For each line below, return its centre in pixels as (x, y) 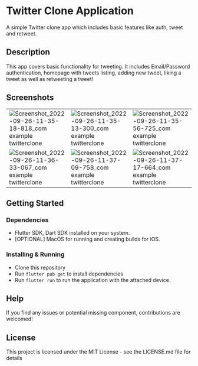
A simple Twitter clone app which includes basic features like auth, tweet (95, 27)
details (14, 358)
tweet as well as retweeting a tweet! (50, 79)
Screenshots (30, 98)
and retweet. (22, 33)
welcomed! (20, 319)
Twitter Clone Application (70, 11)
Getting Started (35, 203)
